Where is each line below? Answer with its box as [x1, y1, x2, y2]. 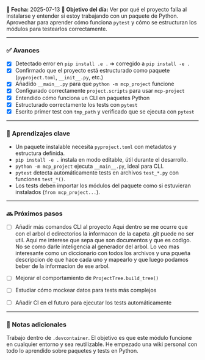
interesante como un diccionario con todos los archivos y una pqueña [15, 250, 191, 257]
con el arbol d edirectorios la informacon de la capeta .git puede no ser [15, 230, 194, 237]
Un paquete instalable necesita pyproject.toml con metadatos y [15, 143, 177, 151]
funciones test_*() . [15, 176, 66, 183]
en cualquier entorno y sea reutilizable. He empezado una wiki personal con [6, 340, 198, 348]
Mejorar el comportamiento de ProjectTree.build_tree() [15, 275, 159, 282]
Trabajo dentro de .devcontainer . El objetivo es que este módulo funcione [6, 334, 192, 341]
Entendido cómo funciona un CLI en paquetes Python [15, 94, 150, 101]
